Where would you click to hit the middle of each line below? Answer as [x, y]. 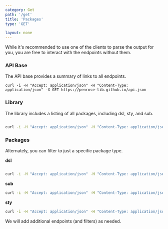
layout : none [19, 33]
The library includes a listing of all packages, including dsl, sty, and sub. [79, 113]
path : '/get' [19, 15]
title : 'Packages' [24, 19]
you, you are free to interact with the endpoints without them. [68, 53]
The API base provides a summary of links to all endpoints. [66, 76]
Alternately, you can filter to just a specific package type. [64, 150]
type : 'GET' [17, 24]
